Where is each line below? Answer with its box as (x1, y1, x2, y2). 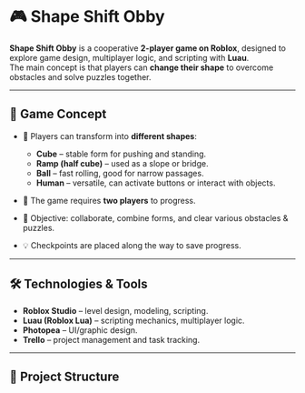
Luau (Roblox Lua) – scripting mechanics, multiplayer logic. (22, 315, 245, 326)
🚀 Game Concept (9, 106, 107, 122)
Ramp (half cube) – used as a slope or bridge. (35, 157, 209, 168)
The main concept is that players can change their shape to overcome (9, 62, 274, 73)
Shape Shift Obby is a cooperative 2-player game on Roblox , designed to (9, 42, 286, 54)
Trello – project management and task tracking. (22, 334, 201, 345)
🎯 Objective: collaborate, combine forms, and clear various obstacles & (22, 212, 289, 223)
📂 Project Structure (9, 368, 120, 384)
